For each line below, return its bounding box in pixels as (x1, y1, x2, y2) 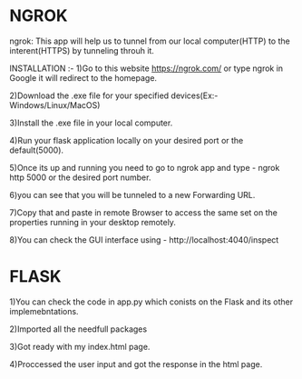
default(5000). (9, 145, 64, 155)
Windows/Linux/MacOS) (9, 99, 101, 110)
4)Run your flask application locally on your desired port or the (9, 135, 244, 145)
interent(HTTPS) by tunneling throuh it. (9, 45, 154, 55)
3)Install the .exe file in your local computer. (9, 117, 173, 128)
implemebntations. (9, 305, 79, 316)
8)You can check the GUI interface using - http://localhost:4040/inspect (9, 234, 279, 245)
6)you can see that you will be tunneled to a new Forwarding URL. (9, 189, 256, 200)
